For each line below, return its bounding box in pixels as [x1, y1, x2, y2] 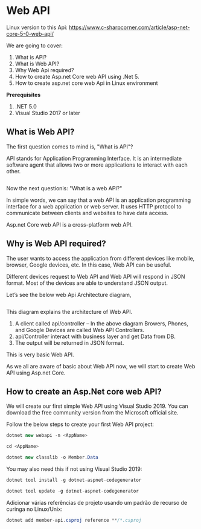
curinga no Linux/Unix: [6, 505, 63, 513]
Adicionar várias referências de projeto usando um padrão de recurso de [6, 499, 188, 506]
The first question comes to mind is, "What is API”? [6, 143, 133, 150]
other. [6, 167, 21, 175]
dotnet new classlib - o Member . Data [6, 454, 98, 461]
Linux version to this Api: [6, 24, 68, 31]
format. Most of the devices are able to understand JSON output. [6, 279, 168, 287]
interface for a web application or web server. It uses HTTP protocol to [6, 202, 182, 210]
